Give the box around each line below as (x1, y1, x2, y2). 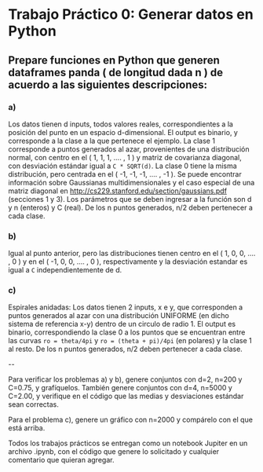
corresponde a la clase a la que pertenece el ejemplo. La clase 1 (8, 136, 216, 145)
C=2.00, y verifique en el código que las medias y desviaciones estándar (8, 391, 244, 401)
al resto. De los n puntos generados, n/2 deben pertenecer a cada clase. (8, 344, 243, 354)
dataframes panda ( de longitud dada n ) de (8, 65, 224, 79)
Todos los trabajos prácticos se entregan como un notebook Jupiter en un (8, 438, 248, 448)
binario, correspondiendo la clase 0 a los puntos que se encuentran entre (8, 327, 246, 337)
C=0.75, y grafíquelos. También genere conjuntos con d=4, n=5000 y (8, 383, 233, 393)
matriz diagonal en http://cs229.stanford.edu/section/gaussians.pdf (8, 186, 228, 196)
